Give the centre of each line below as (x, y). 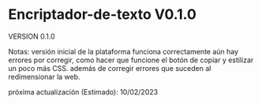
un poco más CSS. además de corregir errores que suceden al (110, 68)
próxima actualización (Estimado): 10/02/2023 (83, 91)
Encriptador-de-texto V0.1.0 (103, 15)
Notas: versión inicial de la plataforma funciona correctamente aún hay (124, 51)
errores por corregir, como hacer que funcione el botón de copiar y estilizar (131, 60)
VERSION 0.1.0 (32, 36)
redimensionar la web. (44, 76)
